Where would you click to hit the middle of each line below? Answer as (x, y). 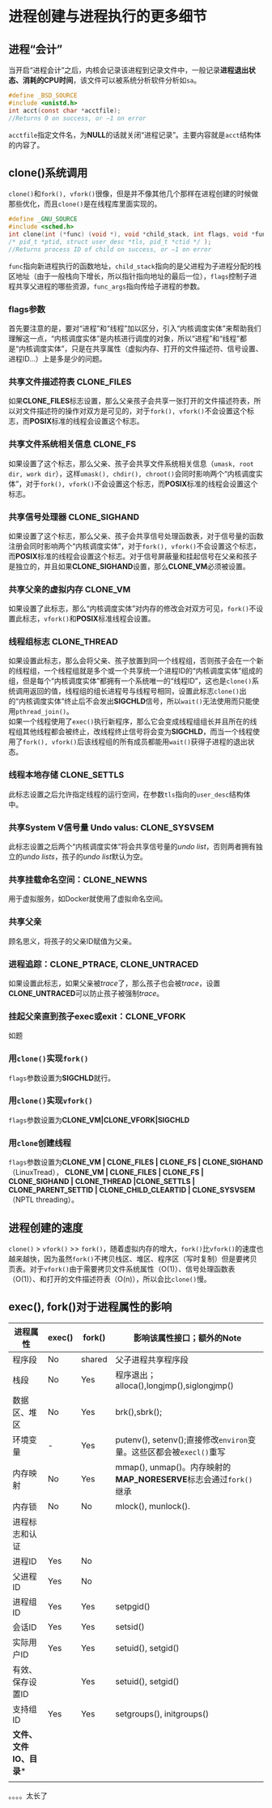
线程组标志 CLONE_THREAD (64, 642)
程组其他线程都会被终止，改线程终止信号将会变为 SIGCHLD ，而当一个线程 (131, 732)
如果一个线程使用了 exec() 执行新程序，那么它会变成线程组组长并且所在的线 (133, 721)
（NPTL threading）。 (44, 1199)
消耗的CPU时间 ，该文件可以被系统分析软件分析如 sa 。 (112, 80)
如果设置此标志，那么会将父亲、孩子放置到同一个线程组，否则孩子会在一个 (132, 660)
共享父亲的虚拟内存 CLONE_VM (70, 589)
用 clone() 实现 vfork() (51, 1101)
